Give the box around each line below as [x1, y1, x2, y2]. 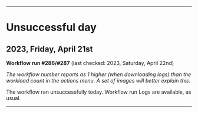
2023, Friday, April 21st [6, 44, 93, 54]
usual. [6, 95, 21, 101]
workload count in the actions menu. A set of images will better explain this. [6, 77, 191, 84]
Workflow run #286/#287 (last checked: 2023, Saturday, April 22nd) [6, 60, 174, 66]
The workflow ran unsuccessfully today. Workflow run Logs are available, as [6, 88, 192, 95]
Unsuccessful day [6, 21, 97, 34]
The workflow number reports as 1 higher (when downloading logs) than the [6, 71, 192, 78]
